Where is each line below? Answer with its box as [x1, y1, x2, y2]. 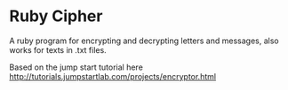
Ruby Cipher [9, 6, 103, 26]
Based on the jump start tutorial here [9, 62, 144, 72]
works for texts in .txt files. [9, 44, 107, 55]
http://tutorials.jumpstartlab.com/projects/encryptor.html [9, 71, 216, 81]
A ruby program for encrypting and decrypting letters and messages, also [9, 35, 279, 46]
